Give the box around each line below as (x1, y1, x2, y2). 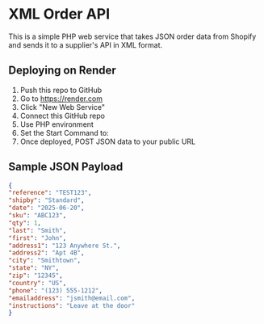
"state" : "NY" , (8, 264, 60, 272)
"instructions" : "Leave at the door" (8, 301, 136, 309)
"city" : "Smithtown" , (8, 256, 82, 265)
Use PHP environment (19, 119, 94, 129)
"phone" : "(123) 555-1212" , (8, 286, 103, 295)
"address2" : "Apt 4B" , (8, 249, 85, 257)
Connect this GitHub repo (19, 111, 105, 120)
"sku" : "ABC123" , (8, 212, 67, 220)
